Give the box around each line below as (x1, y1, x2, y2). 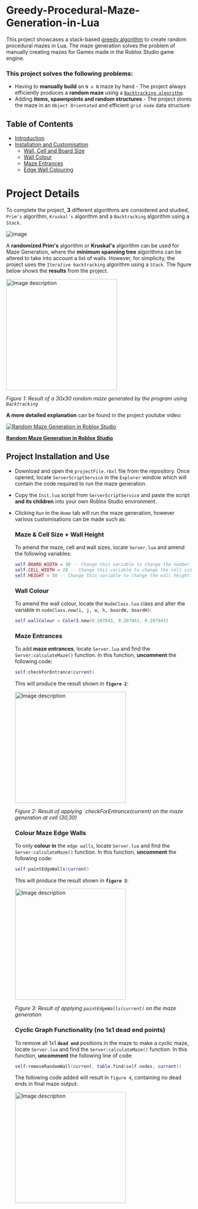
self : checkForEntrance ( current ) (14, 669, 95, 675)
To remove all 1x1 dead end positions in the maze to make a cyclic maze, (14, 1039, 189, 1046)
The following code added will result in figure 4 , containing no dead (14, 1074, 182, 1081)
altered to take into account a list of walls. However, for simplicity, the (6, 254, 176, 261)
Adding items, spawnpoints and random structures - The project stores (14, 95, 192, 102)
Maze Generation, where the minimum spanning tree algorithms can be (6, 248, 182, 255)
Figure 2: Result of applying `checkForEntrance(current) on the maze (14, 808, 183, 815)
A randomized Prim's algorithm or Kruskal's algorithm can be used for (6, 242, 179, 249)
